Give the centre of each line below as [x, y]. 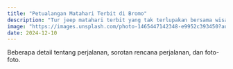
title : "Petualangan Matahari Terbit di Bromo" [77, 13]
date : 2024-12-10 [32, 33]
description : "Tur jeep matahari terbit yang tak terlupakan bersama [110, 20]
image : [17, 26]
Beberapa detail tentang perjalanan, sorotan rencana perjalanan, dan [105, 52]
